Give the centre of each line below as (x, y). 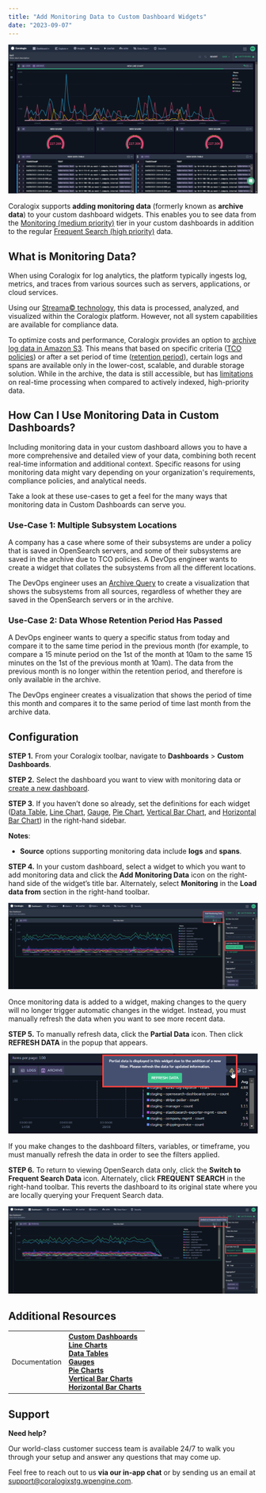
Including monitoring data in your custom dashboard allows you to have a (128, 447)
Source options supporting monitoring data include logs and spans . (131, 851)
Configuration (44, 737)
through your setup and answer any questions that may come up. (115, 1457)
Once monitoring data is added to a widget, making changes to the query (127, 1002)
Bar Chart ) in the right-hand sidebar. (67, 820)
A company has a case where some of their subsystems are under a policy (130, 543)
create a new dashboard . (49, 789)
